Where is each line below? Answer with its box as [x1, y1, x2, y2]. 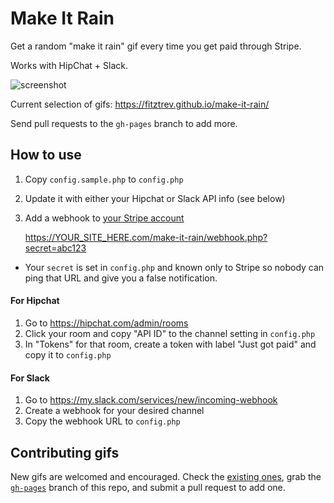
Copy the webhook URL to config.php [24, 415, 181, 427]
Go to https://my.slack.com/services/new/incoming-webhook [24, 394, 278, 406]
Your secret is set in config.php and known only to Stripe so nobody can [24, 261, 325, 273]
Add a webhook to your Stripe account [24, 212, 185, 224]
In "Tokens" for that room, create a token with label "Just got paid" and [24, 338, 317, 350]
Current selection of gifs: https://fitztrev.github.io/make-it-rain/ [10, 98, 270, 110]
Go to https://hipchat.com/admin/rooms [24, 317, 189, 329]
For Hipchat [10, 295, 60, 307]
